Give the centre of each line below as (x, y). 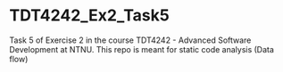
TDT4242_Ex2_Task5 (89, 16)
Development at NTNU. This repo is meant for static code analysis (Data (142, 49)
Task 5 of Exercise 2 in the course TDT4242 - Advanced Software (130, 40)
